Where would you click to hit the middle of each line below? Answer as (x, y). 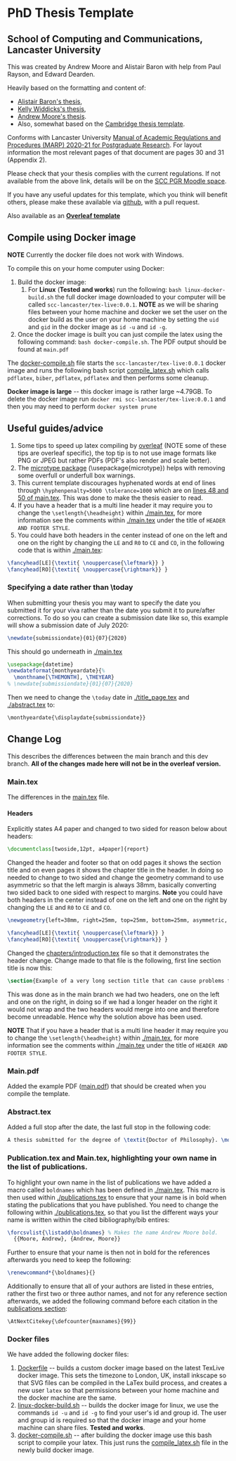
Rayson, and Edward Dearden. (51, 74)
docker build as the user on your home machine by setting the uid (123, 319)
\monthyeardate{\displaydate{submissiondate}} (77, 718)
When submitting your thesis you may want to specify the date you (104, 603)
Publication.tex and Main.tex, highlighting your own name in (112, 1158)
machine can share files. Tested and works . (81, 1428)
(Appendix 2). (27, 160)
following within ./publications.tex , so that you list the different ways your (113, 1212)
